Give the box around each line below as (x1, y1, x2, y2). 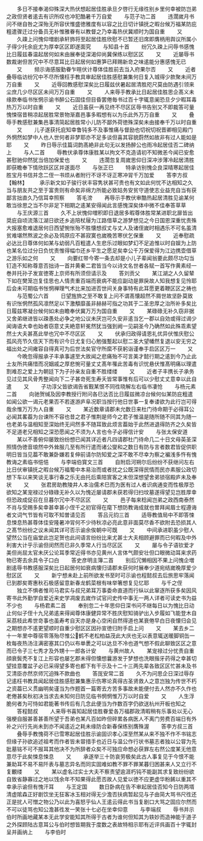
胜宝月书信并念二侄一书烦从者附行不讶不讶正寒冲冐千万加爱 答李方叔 (6, 172, 188, 178)
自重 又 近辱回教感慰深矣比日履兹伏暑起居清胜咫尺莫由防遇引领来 (11, 81, 195, 88)
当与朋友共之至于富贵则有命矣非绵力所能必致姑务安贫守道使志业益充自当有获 (6, 187, 197, 193)
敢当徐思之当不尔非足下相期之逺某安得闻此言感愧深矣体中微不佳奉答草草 (6, 202, 186, 208)
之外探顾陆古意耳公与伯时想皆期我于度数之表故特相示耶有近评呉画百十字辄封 (6, 821, 197, 828)
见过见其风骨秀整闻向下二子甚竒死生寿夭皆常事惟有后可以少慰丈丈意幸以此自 (6, 375, 197, 382)
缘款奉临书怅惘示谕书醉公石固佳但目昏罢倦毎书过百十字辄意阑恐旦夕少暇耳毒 (6, 96, 197, 103)
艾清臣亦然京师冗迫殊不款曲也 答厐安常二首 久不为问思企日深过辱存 (6, 670, 195, 677)
